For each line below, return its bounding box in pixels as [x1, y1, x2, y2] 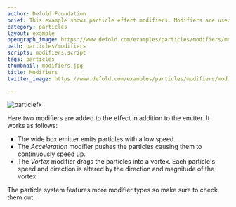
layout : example [7, 29, 55, 37]
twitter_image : [7, 75, 52, 83]
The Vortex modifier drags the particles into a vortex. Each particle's [17, 157, 216, 166]
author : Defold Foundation [7, 10, 86, 17]
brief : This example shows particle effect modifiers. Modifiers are [7, 17, 216, 24]
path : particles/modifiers [7, 43, 86, 50]
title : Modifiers [7, 69, 58, 76]
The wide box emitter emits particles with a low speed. [17, 135, 176, 143]
